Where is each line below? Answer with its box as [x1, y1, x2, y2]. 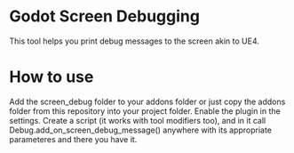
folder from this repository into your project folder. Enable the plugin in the [9, 105, 282, 117]
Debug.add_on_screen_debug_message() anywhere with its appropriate [9, 125, 273, 135]
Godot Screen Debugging [9, 6, 200, 27]
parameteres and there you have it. [9, 133, 138, 144]
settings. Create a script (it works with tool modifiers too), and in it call [9, 115, 266, 125]
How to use [9, 67, 94, 87]
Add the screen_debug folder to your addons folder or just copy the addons [9, 96, 286, 107]
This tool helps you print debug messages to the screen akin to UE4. [9, 36, 259, 46]
